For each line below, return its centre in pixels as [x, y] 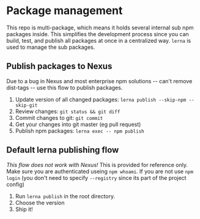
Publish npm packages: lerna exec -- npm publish [80, 131]
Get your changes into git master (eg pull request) [78, 124]
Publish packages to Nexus [59, 66]
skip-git [26, 105]
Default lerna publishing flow [63, 150]
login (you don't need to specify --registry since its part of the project [96, 177]
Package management [65, 11]
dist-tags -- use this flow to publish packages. [65, 87]
